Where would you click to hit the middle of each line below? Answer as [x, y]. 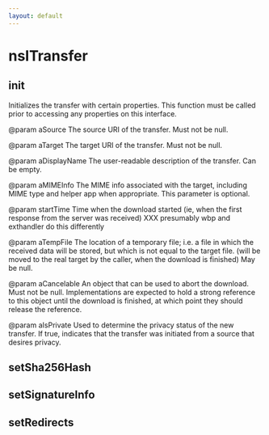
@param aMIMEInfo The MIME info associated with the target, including [128, 185]
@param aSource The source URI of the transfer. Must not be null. [118, 129]
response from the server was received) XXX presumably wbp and [120, 217]
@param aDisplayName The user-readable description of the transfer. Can [132, 160]
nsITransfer [48, 55]
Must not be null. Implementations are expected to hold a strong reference [132, 292]
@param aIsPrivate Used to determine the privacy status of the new [121, 325]
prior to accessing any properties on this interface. [93, 113]
